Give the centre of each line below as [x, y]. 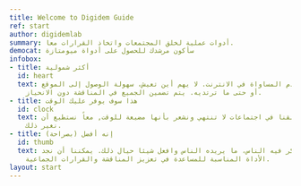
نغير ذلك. [44, 126]
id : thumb [35, 142]
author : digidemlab [46, 34]
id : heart [35, 76]
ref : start [30, 26]
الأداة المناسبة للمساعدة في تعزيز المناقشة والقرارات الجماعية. [148, 159]
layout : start [36, 167]
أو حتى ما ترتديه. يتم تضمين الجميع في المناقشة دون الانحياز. [144, 92]
